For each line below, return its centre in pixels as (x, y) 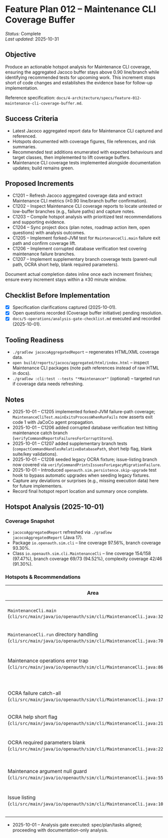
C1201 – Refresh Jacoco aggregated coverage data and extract (77, 195)
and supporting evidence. (39, 222)
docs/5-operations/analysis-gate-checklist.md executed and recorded (86, 319)
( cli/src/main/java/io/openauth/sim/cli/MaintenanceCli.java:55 (85, 777)
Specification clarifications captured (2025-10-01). (64, 307)
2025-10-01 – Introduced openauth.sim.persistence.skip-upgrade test (84, 470)
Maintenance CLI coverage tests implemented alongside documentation (86, 162)
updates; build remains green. (43, 168)
